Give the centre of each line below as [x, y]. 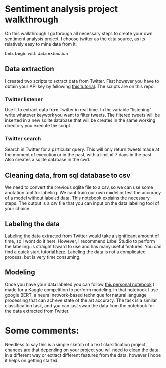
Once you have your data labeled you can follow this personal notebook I [80, 284]
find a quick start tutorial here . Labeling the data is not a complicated [76, 252]
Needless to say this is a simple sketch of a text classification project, [76, 344]
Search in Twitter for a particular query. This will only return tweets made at [82, 149]
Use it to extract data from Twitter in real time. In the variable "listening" [78, 110]
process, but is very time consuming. [43, 257]
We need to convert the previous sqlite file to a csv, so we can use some [79, 187]
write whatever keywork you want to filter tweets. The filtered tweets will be [83, 115]
